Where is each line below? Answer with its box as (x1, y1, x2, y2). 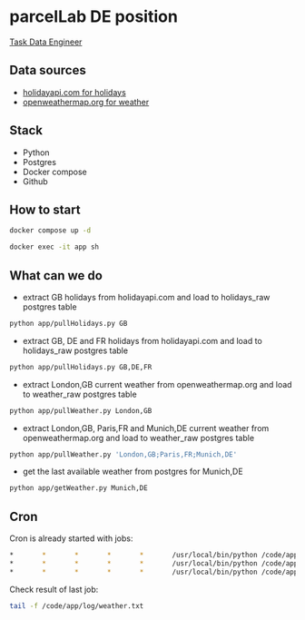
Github (22, 175, 48, 187)
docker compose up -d (9, 226, 92, 235)
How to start (9, 202, 81, 217)
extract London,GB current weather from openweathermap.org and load (22, 379, 292, 389)
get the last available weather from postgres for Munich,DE (22, 466, 243, 477)
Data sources (9, 63, 86, 78)
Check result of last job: (9, 584, 99, 595)
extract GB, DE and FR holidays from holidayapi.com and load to (22, 335, 263, 346)
